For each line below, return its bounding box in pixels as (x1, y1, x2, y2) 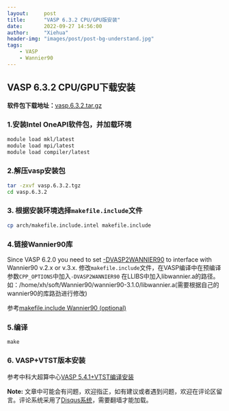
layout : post (7, 10, 57, 17)
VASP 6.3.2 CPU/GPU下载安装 (7, 82, 135, 93)
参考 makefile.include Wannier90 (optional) (7, 304, 126, 312)
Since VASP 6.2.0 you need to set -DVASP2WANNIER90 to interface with (7, 256, 212, 264)
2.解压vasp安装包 (7, 166, 66, 175)
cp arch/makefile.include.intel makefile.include (7, 222, 152, 229)
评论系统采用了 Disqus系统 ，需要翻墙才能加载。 (18, 395, 152, 404)
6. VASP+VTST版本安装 (7, 356, 86, 365)
